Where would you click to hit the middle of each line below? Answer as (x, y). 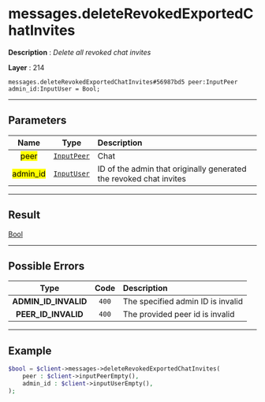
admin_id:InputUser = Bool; (54, 89)
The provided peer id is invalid (179, 315)
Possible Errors (47, 266)
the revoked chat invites (142, 178)
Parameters (37, 120)
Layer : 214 (26, 67)
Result (24, 215)
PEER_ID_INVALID (49, 315)
